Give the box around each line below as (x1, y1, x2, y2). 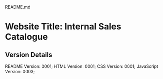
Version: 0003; (5, 69, 35, 74)
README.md (5, 4, 31, 10)
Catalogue (5, 32, 48, 43)
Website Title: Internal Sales (5, 21, 122, 32)
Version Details (5, 50, 53, 59)
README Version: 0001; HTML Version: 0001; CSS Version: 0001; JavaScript (5, 63, 158, 69)
